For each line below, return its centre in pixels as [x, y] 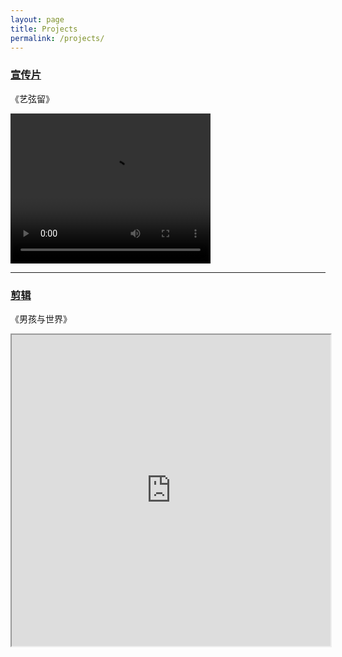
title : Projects [44, 29]
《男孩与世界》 [41, 318]
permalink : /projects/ [57, 38]
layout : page [37, 19]
